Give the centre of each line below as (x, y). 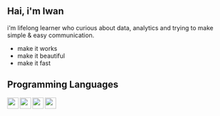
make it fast (34, 63)
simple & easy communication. (51, 35)
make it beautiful (41, 56)
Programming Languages (63, 85)
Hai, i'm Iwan (36, 11)
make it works (37, 48)
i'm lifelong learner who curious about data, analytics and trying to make (110, 27)
